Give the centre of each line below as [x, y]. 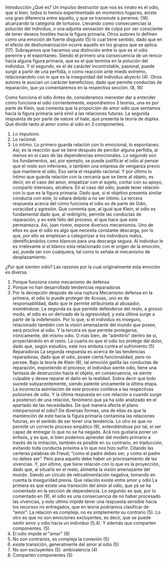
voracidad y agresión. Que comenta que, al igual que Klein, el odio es [84, 209]
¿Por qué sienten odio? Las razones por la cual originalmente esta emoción [83, 267]
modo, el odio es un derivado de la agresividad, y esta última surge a [84, 314]
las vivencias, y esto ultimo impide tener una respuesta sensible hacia [85, 502]
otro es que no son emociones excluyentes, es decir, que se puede [82, 518]
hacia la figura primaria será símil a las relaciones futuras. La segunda [77, 113]
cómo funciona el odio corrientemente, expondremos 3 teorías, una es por [82, 103]
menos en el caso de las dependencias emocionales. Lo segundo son [84, 155]
